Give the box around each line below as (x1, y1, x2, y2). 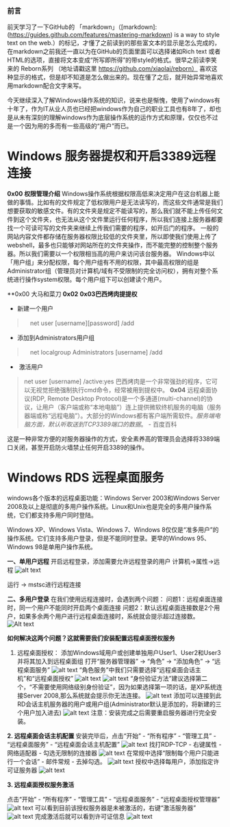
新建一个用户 (16, 304, 53, 313)
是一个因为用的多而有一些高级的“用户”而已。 (7, 122, 133, 130)
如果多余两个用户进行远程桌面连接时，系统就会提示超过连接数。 (18, 612, 199, 621)
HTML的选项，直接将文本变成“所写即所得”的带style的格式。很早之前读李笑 (7, 56, 218, 64)
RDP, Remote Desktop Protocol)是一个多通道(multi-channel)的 (31, 394, 207, 403)
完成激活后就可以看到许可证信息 (34, 813, 125, 821)
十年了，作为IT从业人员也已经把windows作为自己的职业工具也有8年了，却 (7, 105, 216, 113)
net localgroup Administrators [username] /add (29, 348, 163, 357)
